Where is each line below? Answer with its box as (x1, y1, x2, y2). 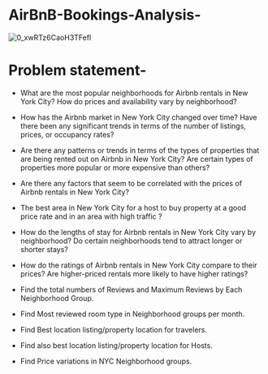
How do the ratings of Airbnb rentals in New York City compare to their (19, 260, 257, 270)
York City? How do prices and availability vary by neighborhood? (19, 96, 237, 107)
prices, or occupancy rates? (19, 129, 115, 139)
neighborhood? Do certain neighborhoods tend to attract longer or (19, 236, 243, 246)
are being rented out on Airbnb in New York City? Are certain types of (19, 154, 253, 163)
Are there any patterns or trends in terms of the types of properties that (19, 145, 260, 155)
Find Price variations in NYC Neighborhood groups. (19, 356, 192, 366)
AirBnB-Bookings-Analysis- (8, 6, 201, 24)
